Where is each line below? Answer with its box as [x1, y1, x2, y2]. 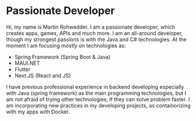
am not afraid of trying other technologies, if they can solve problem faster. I [6, 95, 190, 103]
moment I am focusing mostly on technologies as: [6, 42, 126, 49]
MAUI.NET [14, 60, 40, 67]
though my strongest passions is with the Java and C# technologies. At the [6, 36, 187, 43]
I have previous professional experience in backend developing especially [6, 83, 184, 90]
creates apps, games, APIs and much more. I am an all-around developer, [6, 29, 183, 36]
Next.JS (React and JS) [14, 72, 71, 79]
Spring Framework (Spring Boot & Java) [14, 53, 111, 60]
